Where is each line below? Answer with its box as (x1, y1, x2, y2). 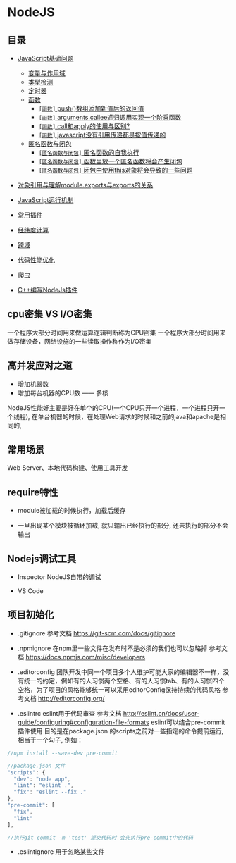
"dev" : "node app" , (13, 776, 71, 783)
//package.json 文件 (7, 762, 66, 769)
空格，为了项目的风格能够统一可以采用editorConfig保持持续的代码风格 (17, 685, 221, 694)
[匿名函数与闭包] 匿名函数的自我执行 (38, 149, 139, 156)
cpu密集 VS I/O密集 (7, 308, 93, 321)
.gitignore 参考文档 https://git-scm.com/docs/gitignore (17, 628, 176, 638)
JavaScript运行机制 (17, 196, 74, 204)
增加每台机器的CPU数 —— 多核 (17, 388, 109, 397)
